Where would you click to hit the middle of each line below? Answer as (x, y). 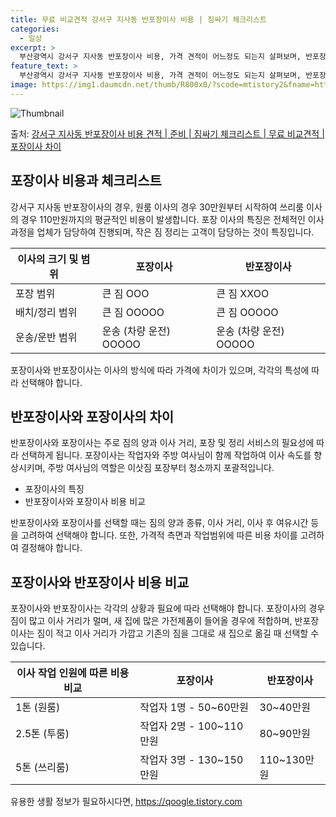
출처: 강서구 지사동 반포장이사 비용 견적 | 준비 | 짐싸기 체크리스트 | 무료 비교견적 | (167, 133)
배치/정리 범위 (46, 312)
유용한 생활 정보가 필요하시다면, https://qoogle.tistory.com (126, 802)
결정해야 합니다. (51, 548)
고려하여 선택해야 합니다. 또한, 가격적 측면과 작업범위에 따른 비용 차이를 (159, 535)
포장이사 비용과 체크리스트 (86, 181)
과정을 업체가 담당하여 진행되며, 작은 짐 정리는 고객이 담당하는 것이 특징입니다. (162, 232)
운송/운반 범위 (46, 337)
